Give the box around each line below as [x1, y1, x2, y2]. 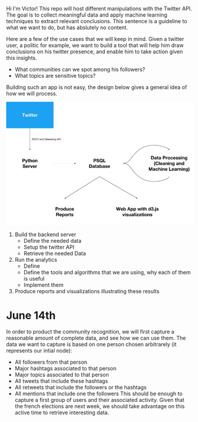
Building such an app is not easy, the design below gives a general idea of [6, 84, 187, 91]
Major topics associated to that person [14, 371, 109, 379]
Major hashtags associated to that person [14, 365, 117, 372]
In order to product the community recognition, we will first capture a [6, 328, 175, 335]
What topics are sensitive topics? [14, 72, 96, 79]
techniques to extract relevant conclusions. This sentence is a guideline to [6, 18, 188, 24]
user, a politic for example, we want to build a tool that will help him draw [6, 42, 184, 49]
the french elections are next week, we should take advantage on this [14, 403, 185, 410]
